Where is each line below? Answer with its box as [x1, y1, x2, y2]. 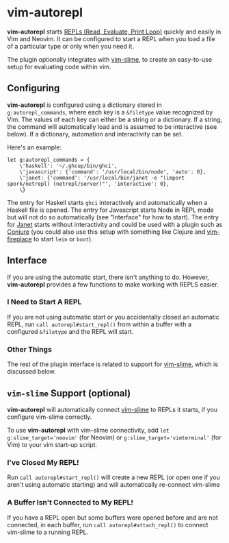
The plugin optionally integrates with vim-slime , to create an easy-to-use [7, 55, 213, 63]
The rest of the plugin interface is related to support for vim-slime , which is [7, 360, 219, 368]
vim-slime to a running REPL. [7, 528, 89, 536]
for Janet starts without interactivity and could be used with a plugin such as [7, 220, 223, 228]
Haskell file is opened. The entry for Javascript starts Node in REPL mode [7, 206, 214, 214]
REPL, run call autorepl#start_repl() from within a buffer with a [7, 320, 192, 328]
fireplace [7, 234, 32, 243]
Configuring [7, 82, 60, 94]
